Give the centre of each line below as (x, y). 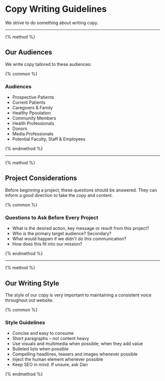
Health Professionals (33, 124)
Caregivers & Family (32, 108)
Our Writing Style (32, 283)
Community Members (34, 118)
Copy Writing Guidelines (56, 9)
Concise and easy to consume (43, 333)
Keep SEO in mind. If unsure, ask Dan (50, 365)
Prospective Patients (33, 97)
